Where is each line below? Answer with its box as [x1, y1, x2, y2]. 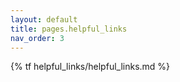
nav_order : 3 [10, 33, 65, 43]
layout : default [10, 14, 78, 25]
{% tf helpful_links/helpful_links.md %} [10, 61, 171, 73]
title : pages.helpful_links [10, 24, 128, 34]
